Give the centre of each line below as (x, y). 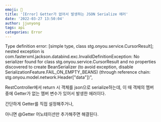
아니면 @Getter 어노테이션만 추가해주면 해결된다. (52, 114)
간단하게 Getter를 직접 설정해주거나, (40, 104)
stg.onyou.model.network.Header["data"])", (49, 77)
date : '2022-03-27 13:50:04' (35, 19)
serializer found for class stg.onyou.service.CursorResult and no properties (80, 62)
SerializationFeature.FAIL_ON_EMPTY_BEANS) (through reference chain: (78, 72)
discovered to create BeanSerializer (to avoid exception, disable (69, 67)
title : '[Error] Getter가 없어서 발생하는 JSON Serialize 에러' (67, 14)
